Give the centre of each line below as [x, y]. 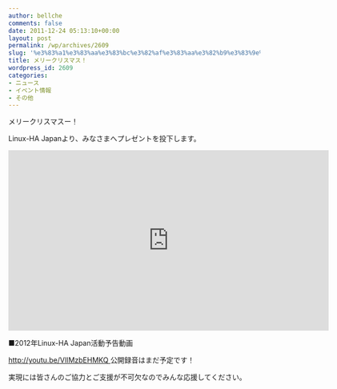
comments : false [35, 23]
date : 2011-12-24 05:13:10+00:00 [64, 30]
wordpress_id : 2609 [41, 68]
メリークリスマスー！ [43, 122]
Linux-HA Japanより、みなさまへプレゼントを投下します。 [105, 139]
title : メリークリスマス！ [48, 61]
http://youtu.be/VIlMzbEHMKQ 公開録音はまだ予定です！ [101, 360]
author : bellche [35, 16]
